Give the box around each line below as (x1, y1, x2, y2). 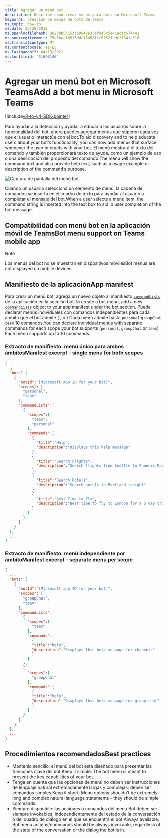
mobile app (5, 237, 41, 246)
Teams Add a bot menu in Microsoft (5, 86, 154, 98)
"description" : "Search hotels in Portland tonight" (36, 482, 146, 487)
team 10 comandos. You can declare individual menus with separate (5, 320, 142, 326)
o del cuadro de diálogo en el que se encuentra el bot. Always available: (12, 816, 160, 822)
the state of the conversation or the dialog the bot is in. (12, 827, 126, 833)
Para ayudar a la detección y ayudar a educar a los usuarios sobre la (5, 124, 146, 130)
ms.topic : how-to (5, 21, 41, 27)
